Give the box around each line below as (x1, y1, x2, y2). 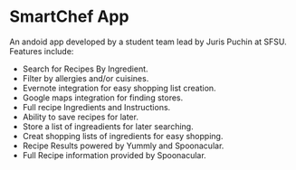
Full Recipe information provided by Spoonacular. (22, 149, 206, 160)
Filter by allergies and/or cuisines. (22, 72, 149, 83)
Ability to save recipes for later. (22, 111, 138, 122)
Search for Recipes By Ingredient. (22, 63, 148, 74)
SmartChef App (9, 6, 129, 27)
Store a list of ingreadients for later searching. (22, 120, 194, 132)
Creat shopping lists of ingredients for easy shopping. (22, 130, 224, 141)
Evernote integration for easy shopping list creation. (22, 82, 216, 93)
